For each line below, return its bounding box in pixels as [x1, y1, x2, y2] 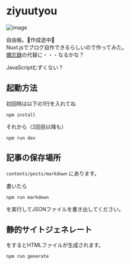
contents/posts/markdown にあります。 [6, 170, 100, 177]
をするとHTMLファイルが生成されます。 [6, 242, 104, 249]
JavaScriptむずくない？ [6, 64, 64, 71]
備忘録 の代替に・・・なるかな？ [6, 51, 84, 58]
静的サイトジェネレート [6, 224, 92, 235]
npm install [6, 112, 36, 118]
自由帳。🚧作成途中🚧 [6, 36, 55, 43]
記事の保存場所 [6, 153, 61, 163]
